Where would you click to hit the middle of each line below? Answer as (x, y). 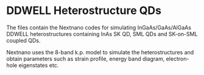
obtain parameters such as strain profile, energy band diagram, (86, 59)
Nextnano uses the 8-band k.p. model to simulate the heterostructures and (100, 52)
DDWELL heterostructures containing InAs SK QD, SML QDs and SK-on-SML (102, 34)
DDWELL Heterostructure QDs (84, 11)
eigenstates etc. (39, 65)
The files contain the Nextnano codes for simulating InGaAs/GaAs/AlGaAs (99, 27)
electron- (178, 59)
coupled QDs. (23, 40)
